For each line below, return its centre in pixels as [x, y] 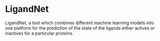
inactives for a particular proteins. [40, 33]
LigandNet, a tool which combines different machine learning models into [80, 23]
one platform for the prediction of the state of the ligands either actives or [80, 28]
